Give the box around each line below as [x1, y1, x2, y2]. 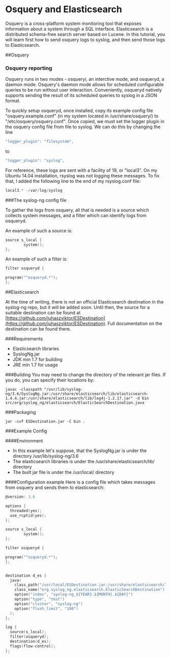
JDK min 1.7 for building [12, 356, 63, 363]
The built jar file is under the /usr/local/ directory [12, 469, 115, 475]
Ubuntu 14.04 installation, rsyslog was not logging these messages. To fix [5, 172, 160, 178]
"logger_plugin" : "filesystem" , [5, 139, 74, 144]
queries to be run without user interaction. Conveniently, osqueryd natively [5, 87, 162, 93]
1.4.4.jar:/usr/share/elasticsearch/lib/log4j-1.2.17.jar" [5, 396, 133, 401]
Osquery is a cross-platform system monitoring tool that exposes [5, 20, 141, 26]
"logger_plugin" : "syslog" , [5, 158, 65, 163]
